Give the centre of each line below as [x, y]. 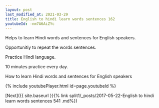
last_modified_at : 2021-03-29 [37, 14]
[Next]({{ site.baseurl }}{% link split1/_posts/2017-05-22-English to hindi [79, 96]
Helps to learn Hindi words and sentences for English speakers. [70, 38]
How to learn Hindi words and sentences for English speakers [69, 76]
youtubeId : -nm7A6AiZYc [30, 24]
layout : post [19, 10]
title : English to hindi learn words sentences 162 [60, 19]
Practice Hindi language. [30, 57]
